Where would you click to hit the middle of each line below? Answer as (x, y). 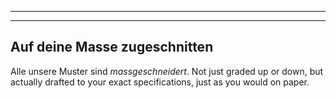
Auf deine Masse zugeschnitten (112, 47)
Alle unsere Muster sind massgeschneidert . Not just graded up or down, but (167, 71)
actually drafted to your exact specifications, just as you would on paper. (160, 82)
